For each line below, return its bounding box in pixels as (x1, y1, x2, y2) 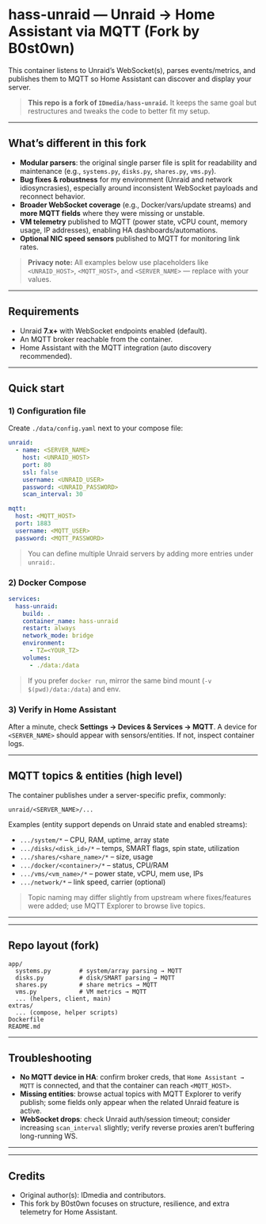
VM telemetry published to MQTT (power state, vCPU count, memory (19, 217, 248, 226)
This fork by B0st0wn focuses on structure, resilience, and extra (19, 1199, 230, 1208)
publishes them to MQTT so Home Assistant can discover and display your (8, 74, 252, 83)
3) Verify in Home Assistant (8, 704, 116, 715)
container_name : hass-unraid (22, 617, 119, 625)
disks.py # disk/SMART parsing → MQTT (15, 974, 176, 982)
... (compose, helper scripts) (15, 1008, 119, 1017)
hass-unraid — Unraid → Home (8, 6, 215, 24)
